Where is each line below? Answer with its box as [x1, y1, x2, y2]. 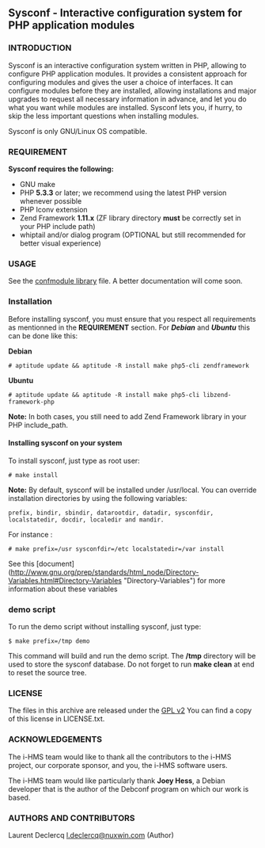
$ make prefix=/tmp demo [8, 637, 90, 645]
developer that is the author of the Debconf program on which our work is [8, 784, 249, 793]
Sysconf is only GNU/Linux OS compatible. [8, 126, 148, 136]
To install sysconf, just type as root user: [8, 456, 140, 465]
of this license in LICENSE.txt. [8, 714, 105, 724]
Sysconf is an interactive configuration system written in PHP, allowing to [8, 60, 247, 70]
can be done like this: [8, 330, 78, 340]
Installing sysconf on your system [8, 438, 123, 448]
